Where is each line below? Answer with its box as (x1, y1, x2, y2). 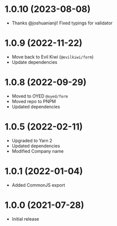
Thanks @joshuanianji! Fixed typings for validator (11, 20, 113, 26)
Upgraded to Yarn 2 (11, 137, 53, 143)
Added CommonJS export (11, 182, 65, 188)
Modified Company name (11, 148, 64, 154)
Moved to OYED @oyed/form (11, 93, 68, 99)
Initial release (11, 216, 39, 222)
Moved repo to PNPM (11, 98, 56, 104)
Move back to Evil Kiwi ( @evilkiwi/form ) (11, 54, 94, 60)
